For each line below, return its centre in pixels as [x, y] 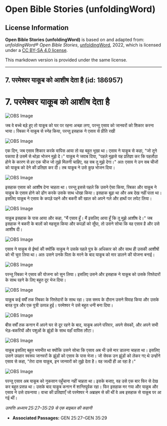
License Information [37, 28]
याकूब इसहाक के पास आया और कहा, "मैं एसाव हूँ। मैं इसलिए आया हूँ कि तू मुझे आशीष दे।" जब [79, 218]
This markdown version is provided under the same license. [66, 60]
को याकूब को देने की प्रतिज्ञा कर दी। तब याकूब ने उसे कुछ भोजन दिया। [60, 168]
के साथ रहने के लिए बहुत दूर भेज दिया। [36, 280]
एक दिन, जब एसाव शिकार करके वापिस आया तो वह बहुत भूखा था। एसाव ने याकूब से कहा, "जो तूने [81, 151]
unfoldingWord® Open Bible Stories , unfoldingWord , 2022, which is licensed [83, 45]
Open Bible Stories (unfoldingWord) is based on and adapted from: [75, 39]
